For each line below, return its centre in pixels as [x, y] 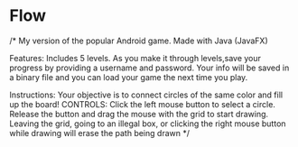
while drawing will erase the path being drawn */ [99, 133]
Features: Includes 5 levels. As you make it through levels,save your [135, 58]
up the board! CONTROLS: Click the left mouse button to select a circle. [142, 104]
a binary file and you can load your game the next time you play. [129, 77]
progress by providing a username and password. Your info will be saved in [149, 68]
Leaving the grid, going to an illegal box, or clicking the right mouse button [148, 124]
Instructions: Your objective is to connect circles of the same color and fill [146, 95]
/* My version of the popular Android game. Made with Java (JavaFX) [139, 41]
